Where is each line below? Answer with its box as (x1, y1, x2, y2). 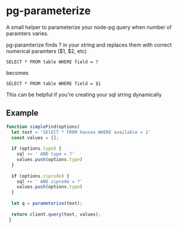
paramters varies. (6, 29, 49, 37)
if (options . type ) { (11, 146, 62, 151)
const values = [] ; (11, 134, 59, 141)
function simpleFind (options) (6, 124, 80, 130)
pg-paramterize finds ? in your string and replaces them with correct (6, 41, 172, 48)
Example (6, 108, 39, 118)
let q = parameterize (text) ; (11, 200, 83, 206)
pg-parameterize (6, 4, 91, 18)
